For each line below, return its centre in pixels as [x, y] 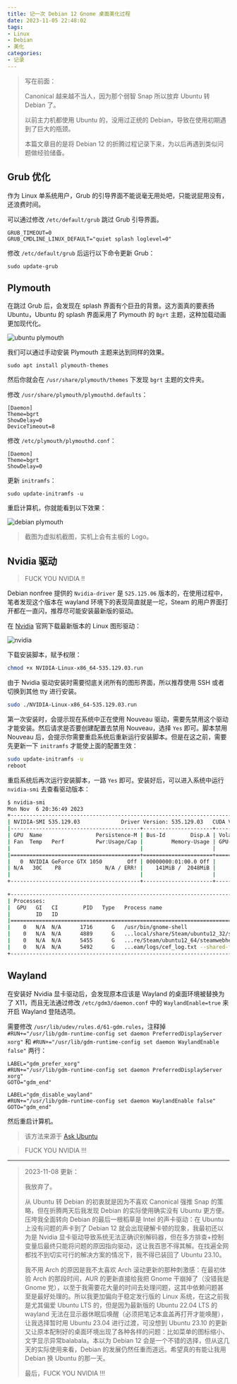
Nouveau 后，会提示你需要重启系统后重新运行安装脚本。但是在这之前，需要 [117, 737]
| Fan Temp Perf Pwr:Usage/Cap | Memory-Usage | [112, 842]
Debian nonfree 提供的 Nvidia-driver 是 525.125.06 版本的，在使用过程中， [117, 593]
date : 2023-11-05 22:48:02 [47, 21]
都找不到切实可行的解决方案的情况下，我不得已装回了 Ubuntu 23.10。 [125, 1255]
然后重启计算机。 [32, 1121]
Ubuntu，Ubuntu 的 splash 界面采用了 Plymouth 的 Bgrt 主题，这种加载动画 [117, 315]
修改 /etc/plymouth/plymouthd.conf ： [62, 441]
